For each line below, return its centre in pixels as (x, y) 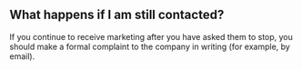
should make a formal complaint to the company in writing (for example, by (150, 46)
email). (22, 56)
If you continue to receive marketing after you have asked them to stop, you (151, 36)
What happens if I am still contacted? (117, 15)
